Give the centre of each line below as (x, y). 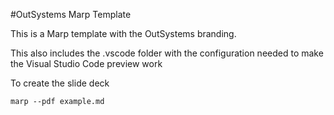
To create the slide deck (60, 83)
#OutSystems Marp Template (71, 14)
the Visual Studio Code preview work (86, 63)
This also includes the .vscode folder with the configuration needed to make (167, 53)
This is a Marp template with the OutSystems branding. (123, 33)
